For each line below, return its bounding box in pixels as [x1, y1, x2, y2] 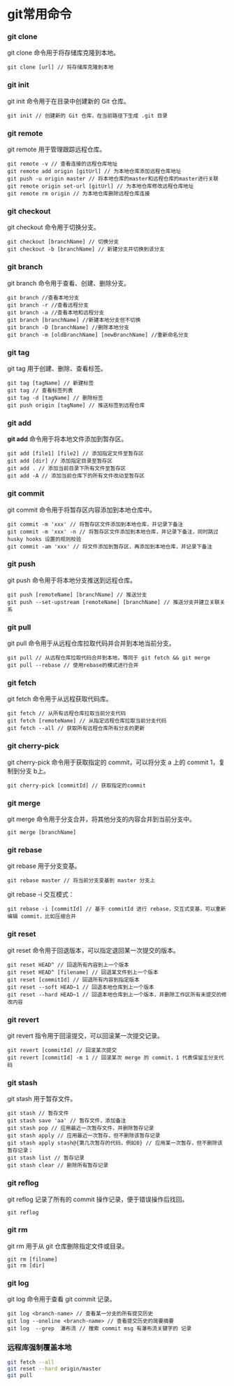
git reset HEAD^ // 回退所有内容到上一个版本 [7, 961, 129, 968]
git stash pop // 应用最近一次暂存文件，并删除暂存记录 [7, 1125, 154, 1132]
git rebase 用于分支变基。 [7, 862, 81, 870]
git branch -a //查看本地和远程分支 [7, 309, 105, 316]
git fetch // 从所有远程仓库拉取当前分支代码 [7, 710, 126, 717]
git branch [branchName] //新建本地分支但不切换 [7, 316, 141, 323]
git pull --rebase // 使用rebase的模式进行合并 [7, 662, 139, 669]
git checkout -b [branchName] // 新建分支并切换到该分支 [7, 246, 165, 253]
